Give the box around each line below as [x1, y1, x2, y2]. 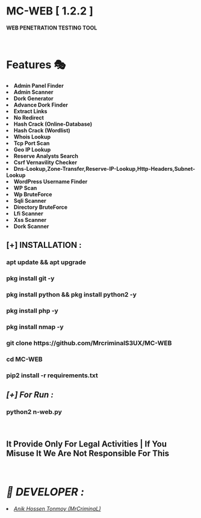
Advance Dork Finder [14, 101, 68, 108]
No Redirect [14, 114, 44, 121]
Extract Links [14, 107, 48, 115]
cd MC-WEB [6, 355, 43, 363]
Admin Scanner [14, 88, 54, 96]
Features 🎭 [6, 58, 66, 72]
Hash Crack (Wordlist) [14, 126, 70, 134]
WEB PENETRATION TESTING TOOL [6, 24, 97, 31]
